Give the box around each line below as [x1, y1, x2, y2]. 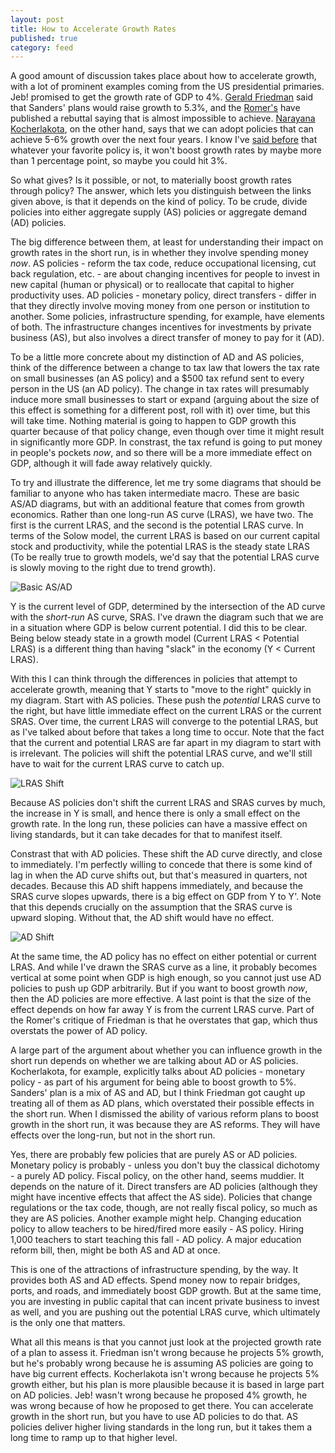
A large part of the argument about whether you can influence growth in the [10, 1044, 323, 1056]
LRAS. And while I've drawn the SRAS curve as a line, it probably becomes [10, 961, 318, 973]
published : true [10, 33, 78, 43]
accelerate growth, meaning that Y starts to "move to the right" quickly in [10, 684, 312, 696]
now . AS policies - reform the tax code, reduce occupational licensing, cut [10, 257, 317, 270]
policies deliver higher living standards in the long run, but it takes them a [10, 1421, 313, 1433]
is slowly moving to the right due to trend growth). [10, 562, 217, 574]
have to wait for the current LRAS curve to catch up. [10, 758, 225, 770]
